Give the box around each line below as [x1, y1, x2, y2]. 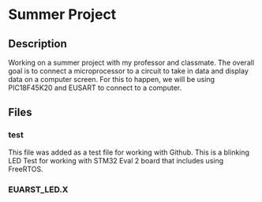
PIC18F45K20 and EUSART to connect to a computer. [8, 83, 182, 92]
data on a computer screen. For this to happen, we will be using [8, 75, 215, 84]
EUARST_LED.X [8, 184, 69, 195]
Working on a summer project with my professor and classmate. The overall [8, 58, 255, 67]
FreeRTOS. [8, 164, 43, 174]
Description [8, 37, 67, 50]
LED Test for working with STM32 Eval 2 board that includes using [8, 155, 224, 165]
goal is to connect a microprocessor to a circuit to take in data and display [8, 66, 249, 76]
